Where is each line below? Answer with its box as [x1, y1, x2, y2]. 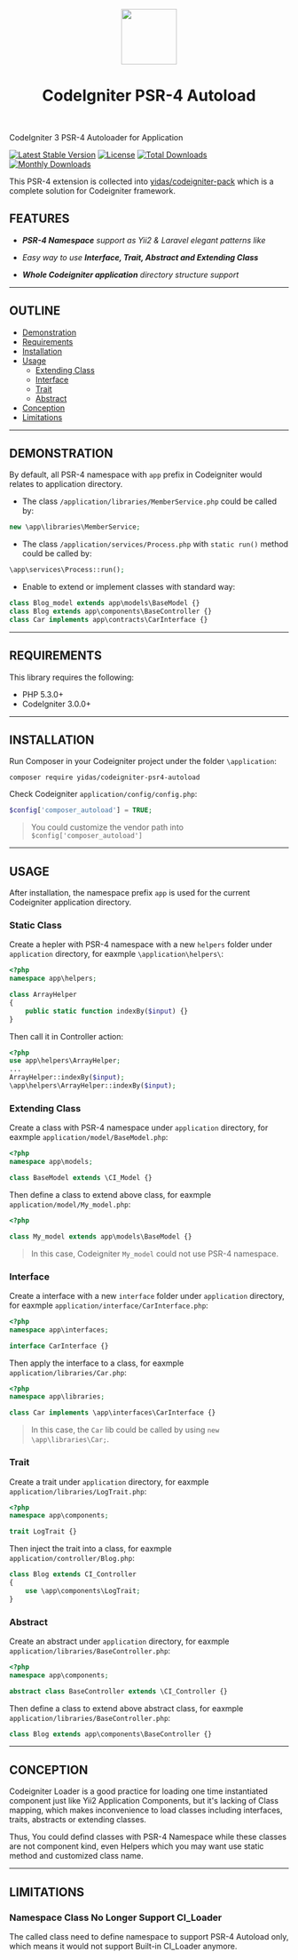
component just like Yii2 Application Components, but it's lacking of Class [9, 1796, 279, 1806]
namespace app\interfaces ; [9, 1325, 109, 1335]
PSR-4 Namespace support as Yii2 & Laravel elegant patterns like [21, 235, 266, 245]
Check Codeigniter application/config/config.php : [9, 789, 198, 800]
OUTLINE [9, 303, 61, 319]
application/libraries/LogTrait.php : [9, 1486, 147, 1496]
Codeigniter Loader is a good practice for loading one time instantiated [9, 1786, 269, 1797]
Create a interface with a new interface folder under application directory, [9, 1290, 286, 1301]
